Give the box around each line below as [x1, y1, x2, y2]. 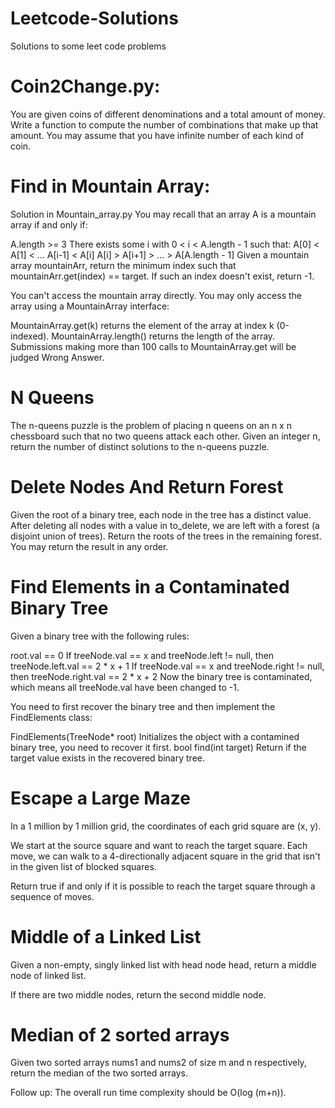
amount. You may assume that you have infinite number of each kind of [10, 129, 305, 141]
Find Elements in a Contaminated [10, 575, 290, 598]
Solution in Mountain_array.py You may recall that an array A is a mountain [10, 208, 317, 220]
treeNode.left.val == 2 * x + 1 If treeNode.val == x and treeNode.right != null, [10, 660, 325, 672]
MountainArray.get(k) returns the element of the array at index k [10, 319, 275, 331]
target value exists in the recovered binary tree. [10, 752, 205, 764]
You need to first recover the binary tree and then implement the [10, 700, 276, 712]
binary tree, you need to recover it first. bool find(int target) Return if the [10, 741, 307, 753]
